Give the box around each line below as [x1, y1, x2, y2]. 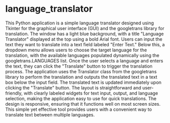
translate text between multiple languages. [5, 111, 95, 117]
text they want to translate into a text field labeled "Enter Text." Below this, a [5, 41, 165, 47]
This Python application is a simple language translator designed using [5, 20, 154, 26]
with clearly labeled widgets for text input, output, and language [23, 90, 158, 96]
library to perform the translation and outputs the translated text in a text [5, 74, 157, 80]
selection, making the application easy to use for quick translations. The [5, 95, 157, 102]
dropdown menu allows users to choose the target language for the [5, 47, 147, 53]
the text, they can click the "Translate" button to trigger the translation [5, 63, 153, 69]
